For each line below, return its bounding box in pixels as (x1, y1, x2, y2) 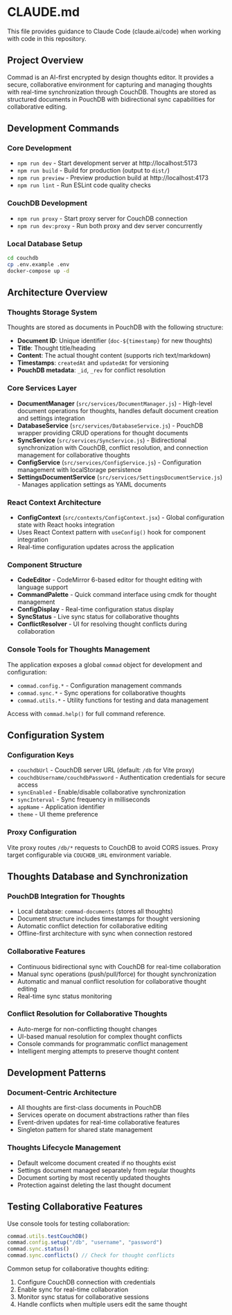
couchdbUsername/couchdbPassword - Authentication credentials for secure (17, 774, 226, 782)
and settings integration (17, 414, 85, 422)
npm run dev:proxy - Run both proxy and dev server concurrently (17, 221, 203, 229)
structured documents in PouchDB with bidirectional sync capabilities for (7, 95, 215, 103)
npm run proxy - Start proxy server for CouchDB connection (17, 214, 188, 223)
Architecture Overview (7, 287, 108, 299)
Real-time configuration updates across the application (17, 542, 175, 551)
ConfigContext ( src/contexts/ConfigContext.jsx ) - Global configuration (17, 513, 225, 521)
